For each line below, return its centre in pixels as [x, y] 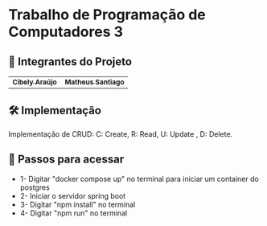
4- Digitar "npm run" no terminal [74, 213]
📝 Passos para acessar [66, 160]
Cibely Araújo [35, 82]
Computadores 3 [66, 32]
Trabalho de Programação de [107, 15]
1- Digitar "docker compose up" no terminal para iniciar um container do [139, 179]
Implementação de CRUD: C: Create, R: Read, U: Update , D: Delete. [121, 134]
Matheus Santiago [94, 82]
